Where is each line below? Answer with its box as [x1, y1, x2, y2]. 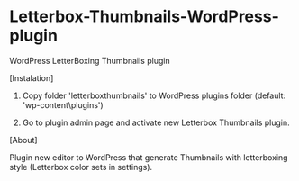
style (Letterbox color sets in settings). [9, 161, 153, 172]
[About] [9, 134, 38, 145]
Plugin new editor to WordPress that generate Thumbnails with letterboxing [9, 151, 288, 163]
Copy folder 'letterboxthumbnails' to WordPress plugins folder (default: [22, 90, 286, 101]
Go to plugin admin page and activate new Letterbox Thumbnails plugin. [22, 117, 290, 128]
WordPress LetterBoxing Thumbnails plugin [9, 55, 170, 66]
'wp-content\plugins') [22, 99, 104, 110]
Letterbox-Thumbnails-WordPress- [9, 6, 279, 27]
